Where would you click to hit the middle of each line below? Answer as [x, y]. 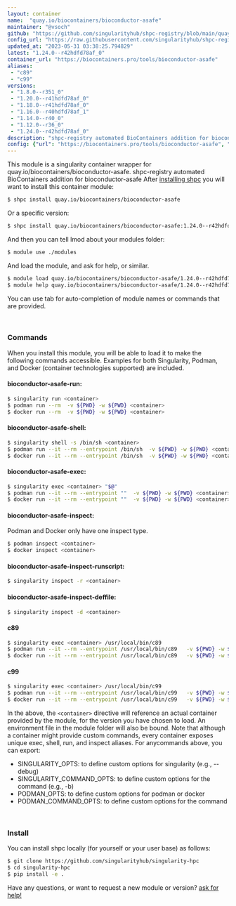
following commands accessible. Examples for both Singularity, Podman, [112, 360]
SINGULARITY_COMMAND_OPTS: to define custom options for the [114, 779]
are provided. [27, 306]
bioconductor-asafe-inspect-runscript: [66, 566]
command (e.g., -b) [46, 787]
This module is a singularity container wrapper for [79, 164]
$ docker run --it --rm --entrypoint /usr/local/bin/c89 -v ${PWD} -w [116, 656]
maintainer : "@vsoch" [39, 27]
